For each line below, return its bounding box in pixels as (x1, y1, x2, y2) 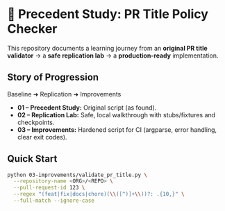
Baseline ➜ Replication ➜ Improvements (7, 90, 122, 98)
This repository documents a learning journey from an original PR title (7, 44, 208, 52)
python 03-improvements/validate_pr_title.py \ (7, 171, 148, 178)
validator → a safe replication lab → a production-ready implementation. (7, 51, 219, 60)
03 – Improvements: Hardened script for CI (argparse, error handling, (17, 125, 217, 134)
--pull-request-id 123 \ (13, 184, 85, 192)
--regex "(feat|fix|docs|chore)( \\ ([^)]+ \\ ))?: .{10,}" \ (13, 191, 185, 198)
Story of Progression (7, 71, 99, 83)
